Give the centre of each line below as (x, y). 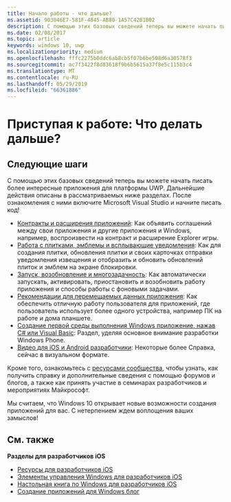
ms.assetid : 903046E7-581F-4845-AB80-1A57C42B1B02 (81, 20)
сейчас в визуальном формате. (63, 355)
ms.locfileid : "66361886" (44, 90)
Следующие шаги (47, 164)
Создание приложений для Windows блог (78, 491)
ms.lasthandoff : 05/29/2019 (47, 84)
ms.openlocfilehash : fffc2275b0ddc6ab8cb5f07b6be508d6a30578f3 (100, 58)
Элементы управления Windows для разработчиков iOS (99, 477)
